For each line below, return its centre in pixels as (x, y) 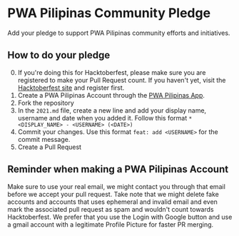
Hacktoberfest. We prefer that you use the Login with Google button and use (120, 217)
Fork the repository (46, 103)
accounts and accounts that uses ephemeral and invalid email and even (112, 202)
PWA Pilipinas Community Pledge (109, 13)
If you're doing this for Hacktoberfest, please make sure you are (112, 72)
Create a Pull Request (50, 147)
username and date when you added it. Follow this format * (105, 118)
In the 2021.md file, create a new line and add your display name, (112, 110)
